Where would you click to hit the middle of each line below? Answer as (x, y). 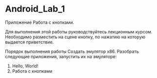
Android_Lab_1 (35, 9)
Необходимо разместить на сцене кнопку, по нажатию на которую (75, 37)
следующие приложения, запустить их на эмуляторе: (61, 56)
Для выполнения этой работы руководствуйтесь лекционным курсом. (79, 31)
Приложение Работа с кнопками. (39, 22)
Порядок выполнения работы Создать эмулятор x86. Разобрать (72, 51)
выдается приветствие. (29, 42)
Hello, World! (25, 66)
